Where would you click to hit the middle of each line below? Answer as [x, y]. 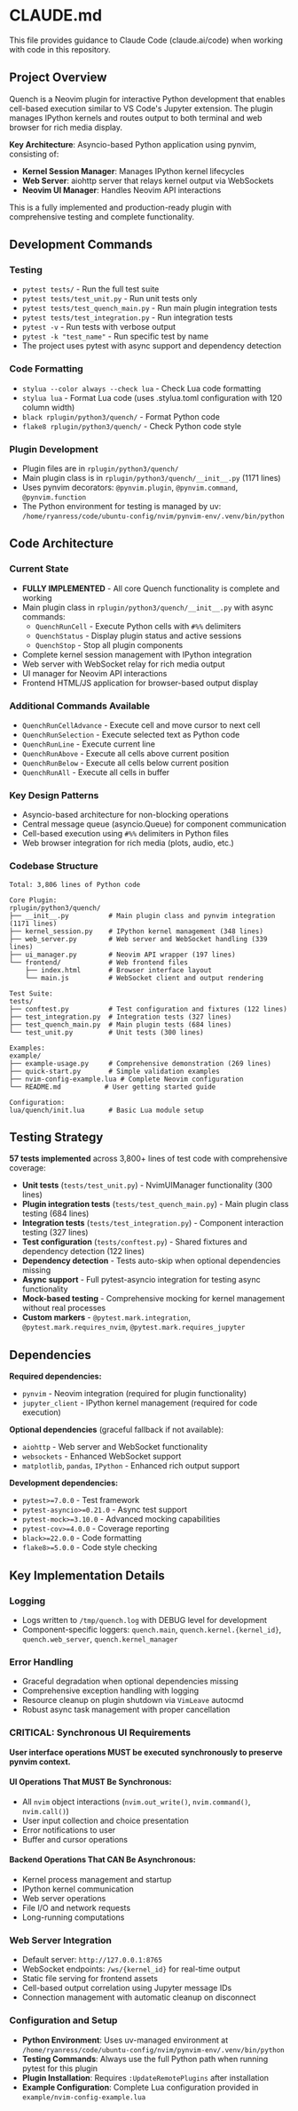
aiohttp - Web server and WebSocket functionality [115, 1447]
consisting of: [34, 154]
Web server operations [64, 1898]
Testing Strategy [56, 1137]
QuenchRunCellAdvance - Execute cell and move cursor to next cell [141, 725]
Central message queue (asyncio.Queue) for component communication [154, 824]
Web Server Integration [61, 1940]
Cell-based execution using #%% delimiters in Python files [125, 834]
